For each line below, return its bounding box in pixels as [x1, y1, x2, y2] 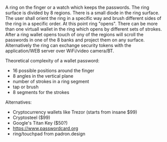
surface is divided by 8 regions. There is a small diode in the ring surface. [5, 10, 159, 16]
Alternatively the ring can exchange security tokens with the [5, 42, 131, 48]
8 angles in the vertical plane [12, 73, 74, 79]
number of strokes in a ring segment [12, 79, 89, 84]
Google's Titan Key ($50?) [12, 120, 68, 126]
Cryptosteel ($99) [12, 114, 50, 121]
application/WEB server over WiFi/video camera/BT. [5, 48, 115, 54]
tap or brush [12, 84, 39, 90]
